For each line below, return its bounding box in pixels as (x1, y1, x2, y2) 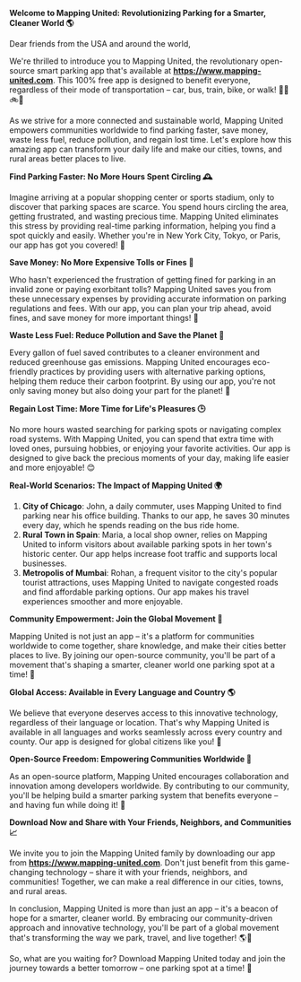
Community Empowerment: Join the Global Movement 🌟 (9, 613, 223, 624)
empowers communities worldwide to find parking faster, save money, (9, 125, 269, 135)
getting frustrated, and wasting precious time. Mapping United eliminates (9, 211, 279, 222)
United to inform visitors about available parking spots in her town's (21, 539, 272, 550)
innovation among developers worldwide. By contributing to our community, (9, 780, 289, 791)
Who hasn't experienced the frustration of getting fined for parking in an (9, 274, 276, 285)
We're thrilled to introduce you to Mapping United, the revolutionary (9, 56, 259, 66)
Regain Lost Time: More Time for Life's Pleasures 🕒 (9, 404, 206, 413)
